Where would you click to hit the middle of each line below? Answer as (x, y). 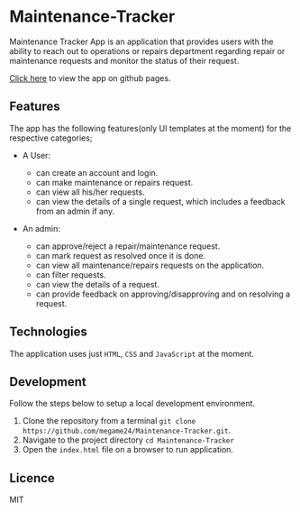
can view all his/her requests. (91, 192)
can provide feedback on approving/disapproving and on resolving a (163, 294)
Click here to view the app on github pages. (90, 78)
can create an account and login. (97, 172)
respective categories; (51, 138)
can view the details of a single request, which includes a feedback (160, 201)
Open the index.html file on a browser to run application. (128, 450)
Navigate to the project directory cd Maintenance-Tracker (128, 440)
